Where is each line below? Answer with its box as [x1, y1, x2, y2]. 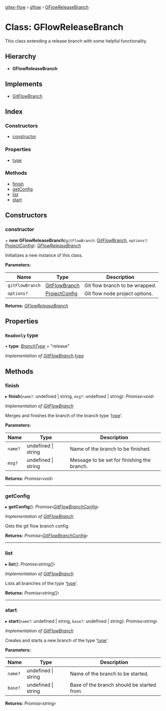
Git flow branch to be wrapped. [84, 282, 157, 289]
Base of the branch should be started [70, 681, 157, 688]
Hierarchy [5, 52, 37, 61]
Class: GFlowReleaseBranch [5, 22, 124, 33]
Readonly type [5, 332, 39, 339]
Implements [5, 80, 43, 88]
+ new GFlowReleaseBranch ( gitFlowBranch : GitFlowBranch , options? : [5, 237, 148, 243]
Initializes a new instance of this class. [5, 252, 83, 258]
